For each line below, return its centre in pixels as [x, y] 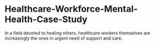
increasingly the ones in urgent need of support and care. [64, 38]
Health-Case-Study [46, 19]
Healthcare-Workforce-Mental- [71, 9]
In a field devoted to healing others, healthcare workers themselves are [77, 33]
